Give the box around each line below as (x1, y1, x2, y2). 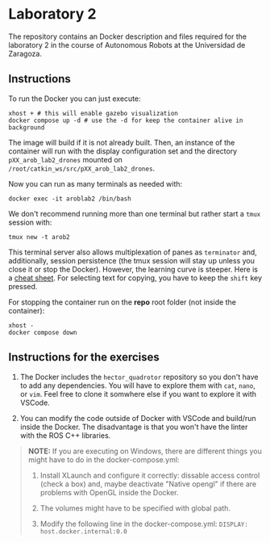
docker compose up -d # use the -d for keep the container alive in (8, 116, 243, 124)
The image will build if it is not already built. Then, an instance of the (8, 137, 235, 147)
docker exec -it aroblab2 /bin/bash (8, 195, 131, 203)
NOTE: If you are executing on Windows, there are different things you (27, 446, 262, 456)
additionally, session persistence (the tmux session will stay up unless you (8, 255, 255, 265)
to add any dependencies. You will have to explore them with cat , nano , (19, 381, 255, 390)
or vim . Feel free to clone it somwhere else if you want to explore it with (19, 389, 256, 398)
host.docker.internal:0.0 (39, 527, 127, 536)
